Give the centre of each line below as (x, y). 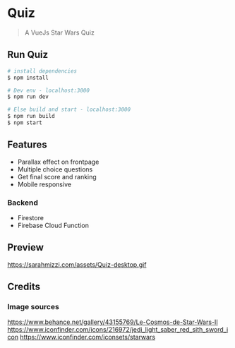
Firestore (31, 217)
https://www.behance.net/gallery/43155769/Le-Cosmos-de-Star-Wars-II (113, 322)
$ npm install (28, 78)
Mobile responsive (44, 184)
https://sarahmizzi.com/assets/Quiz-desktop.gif (77, 264)
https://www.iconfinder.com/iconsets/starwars (88, 337)
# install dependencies (42, 71)
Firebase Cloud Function (53, 225)
